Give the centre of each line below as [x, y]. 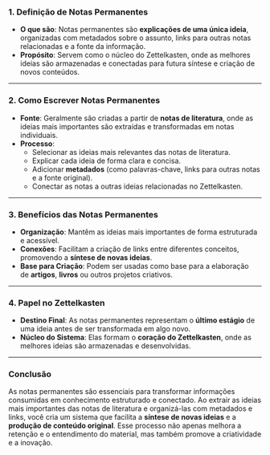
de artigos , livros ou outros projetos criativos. [96, 274]
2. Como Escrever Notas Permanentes [84, 100]
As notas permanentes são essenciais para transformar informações [122, 392]
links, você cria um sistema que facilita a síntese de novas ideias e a [123, 417]
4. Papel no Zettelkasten [57, 303]
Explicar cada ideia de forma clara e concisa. [106, 160]
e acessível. [40, 240]
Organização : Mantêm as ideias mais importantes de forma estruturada [139, 232]
